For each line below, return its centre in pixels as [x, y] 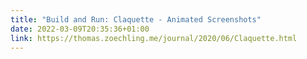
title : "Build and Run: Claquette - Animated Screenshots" [136, 19]
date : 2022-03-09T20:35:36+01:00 [80, 29]
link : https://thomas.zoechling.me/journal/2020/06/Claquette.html [154, 38]
